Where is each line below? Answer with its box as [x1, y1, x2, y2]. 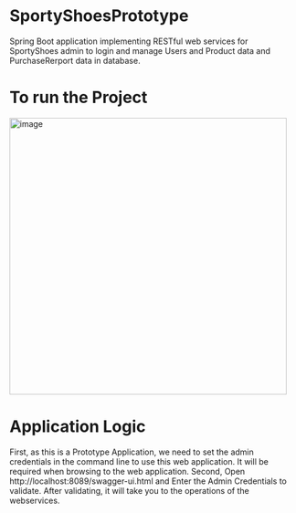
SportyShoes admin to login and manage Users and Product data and [9, 45, 271, 56]
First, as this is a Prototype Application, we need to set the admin [9, 446, 254, 457]
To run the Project [9, 88, 148, 108]
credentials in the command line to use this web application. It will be [9, 455, 270, 466]
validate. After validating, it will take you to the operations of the [9, 485, 249, 496]
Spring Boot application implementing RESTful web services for [9, 36, 248, 47]
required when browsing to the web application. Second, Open [9, 466, 246, 476]
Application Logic [9, 416, 146, 437]
